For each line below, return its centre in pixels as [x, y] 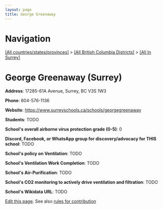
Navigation [28, 39]
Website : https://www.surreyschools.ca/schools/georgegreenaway [73, 110]
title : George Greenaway [30, 14]
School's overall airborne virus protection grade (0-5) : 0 [64, 129]
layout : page [18, 10]
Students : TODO [22, 120]
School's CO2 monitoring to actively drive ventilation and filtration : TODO [81, 182]
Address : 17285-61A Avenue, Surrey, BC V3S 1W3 [56, 91]
